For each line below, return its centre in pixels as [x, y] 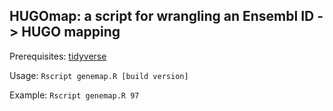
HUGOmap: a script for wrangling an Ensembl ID [162, 16]
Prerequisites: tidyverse [58, 56]
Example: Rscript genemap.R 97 [74, 95]
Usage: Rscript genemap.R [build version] [99, 75]
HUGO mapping [71, 32]
